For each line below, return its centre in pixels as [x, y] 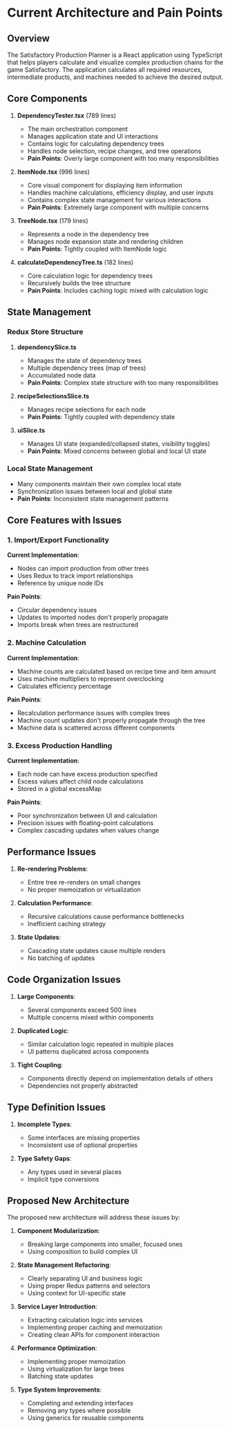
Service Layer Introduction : [57, 1306]
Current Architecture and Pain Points [115, 13]
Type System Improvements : [59, 1390]
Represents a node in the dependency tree [88, 234]
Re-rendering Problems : [52, 869]
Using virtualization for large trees [76, 1369]
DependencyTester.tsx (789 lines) [66, 115]
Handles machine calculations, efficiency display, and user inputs [121, 193]
